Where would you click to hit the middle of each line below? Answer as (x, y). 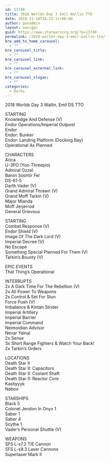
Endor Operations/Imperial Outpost (40, 125)
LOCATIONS (17, 358)
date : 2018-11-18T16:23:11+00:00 (39, 18)
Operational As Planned (29, 145)
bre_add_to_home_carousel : (32, 41)
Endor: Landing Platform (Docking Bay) (44, 140)
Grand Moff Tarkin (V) (27, 196)
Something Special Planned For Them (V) (46, 252)
